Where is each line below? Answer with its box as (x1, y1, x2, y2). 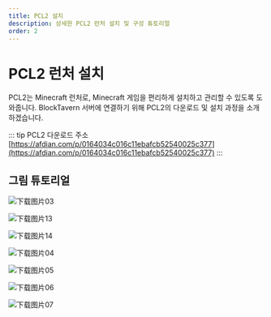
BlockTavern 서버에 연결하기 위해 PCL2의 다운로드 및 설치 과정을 (38, 103, 245, 113)
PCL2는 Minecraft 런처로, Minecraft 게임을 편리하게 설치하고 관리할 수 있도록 (8, 92, 255, 102)
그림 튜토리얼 (8, 173, 71, 187)
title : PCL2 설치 (8, 11, 63, 20)
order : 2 (8, 27, 38, 35)
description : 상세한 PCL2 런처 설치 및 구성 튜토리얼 (8, 19, 170, 28)
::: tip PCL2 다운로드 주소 (8, 131, 89, 140)
